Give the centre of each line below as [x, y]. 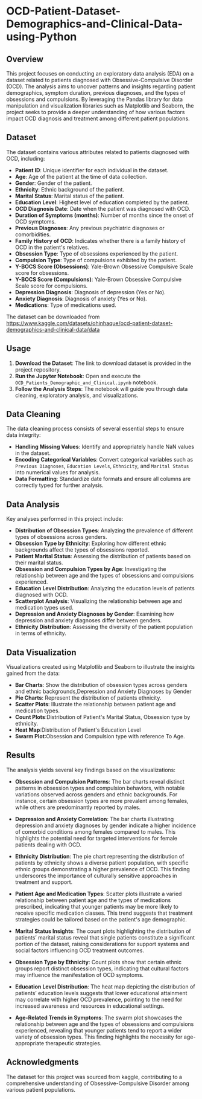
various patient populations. [41, 1089]
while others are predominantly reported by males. [78, 807]
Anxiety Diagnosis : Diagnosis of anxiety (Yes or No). [81, 298]
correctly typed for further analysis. [59, 485]
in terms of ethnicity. [40, 633]
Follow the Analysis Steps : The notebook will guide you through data [101, 388]
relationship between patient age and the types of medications [93, 900]
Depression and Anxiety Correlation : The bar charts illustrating [94, 819]
